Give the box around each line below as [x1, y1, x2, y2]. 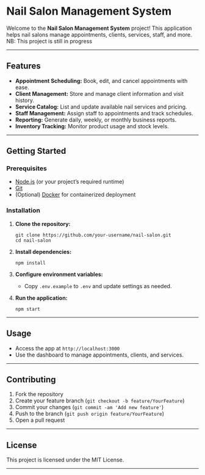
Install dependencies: [15, 248, 72, 255]
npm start [15, 306, 41, 312]
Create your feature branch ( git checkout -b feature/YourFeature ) [15, 397, 185, 404]
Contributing [6, 374, 56, 385]
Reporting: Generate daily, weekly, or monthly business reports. [15, 116, 177, 123]
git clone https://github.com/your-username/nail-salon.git [15, 232, 171, 238]
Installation [6, 206, 41, 215]
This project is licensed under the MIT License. [6, 456, 124, 463]
